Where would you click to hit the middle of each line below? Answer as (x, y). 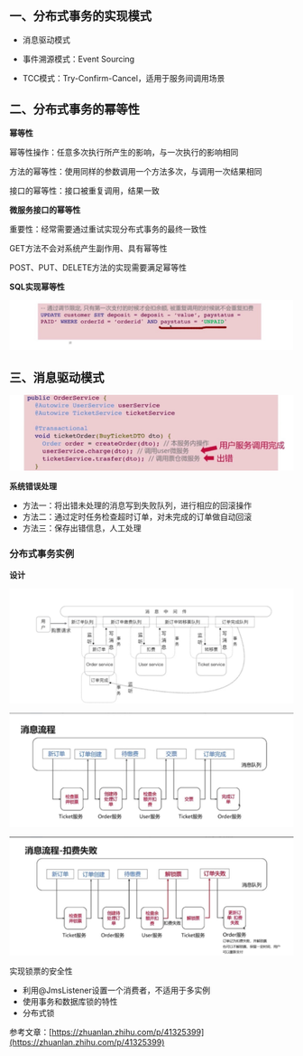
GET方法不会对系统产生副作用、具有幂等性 (88, 248)
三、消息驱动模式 (57, 377)
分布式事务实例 (42, 553)
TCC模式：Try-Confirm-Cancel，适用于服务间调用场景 (124, 78)
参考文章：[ (31, 1032)
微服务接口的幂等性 (45, 210)
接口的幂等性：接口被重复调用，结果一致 (84, 190)
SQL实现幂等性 (37, 287)
